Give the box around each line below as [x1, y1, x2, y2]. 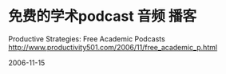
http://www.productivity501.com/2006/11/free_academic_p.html [8, 42, 218, 52]
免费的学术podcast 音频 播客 [8, 7, 197, 25]
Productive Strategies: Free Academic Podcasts [8, 33, 165, 44]
